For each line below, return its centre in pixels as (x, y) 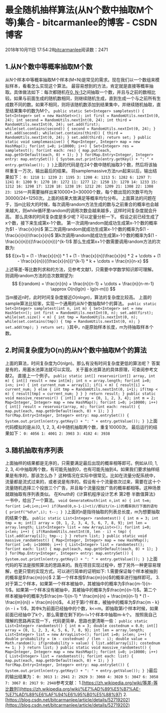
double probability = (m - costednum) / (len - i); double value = (76, 639)
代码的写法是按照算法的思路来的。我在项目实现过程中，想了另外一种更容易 (81, 565)
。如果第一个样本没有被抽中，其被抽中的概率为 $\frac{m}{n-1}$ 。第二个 (84, 590)
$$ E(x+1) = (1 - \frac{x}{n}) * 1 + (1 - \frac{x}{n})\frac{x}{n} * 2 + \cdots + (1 (83, 255)
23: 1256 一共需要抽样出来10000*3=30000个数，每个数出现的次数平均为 (79, 192)
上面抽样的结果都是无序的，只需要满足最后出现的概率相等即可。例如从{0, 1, (82, 463)
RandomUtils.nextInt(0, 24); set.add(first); (53, 124)
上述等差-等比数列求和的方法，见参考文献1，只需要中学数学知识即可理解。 (81, 269)
